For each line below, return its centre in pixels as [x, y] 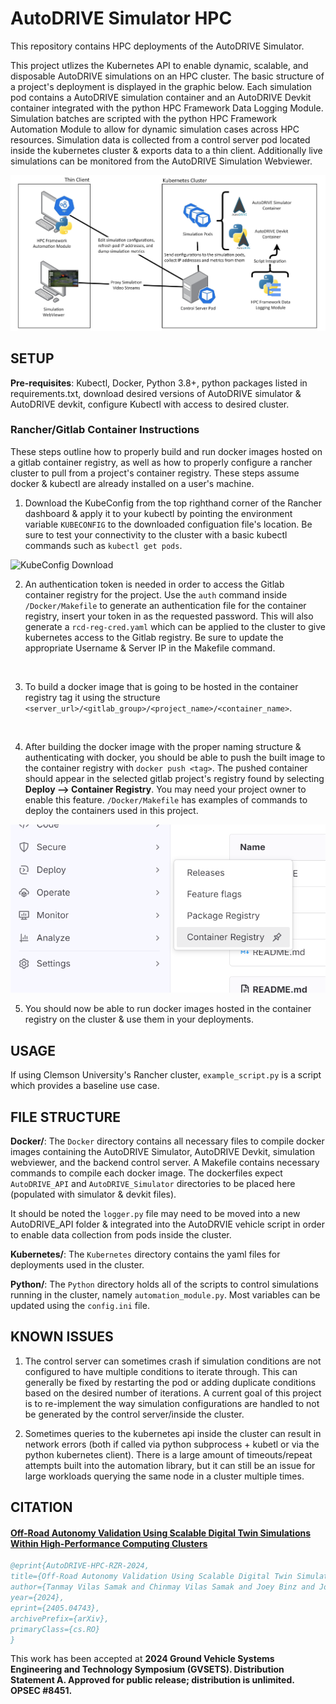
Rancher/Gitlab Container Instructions [105, 430]
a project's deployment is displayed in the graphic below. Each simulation [161, 86]
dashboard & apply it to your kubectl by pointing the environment [158, 513]
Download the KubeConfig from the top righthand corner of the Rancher [173, 503]
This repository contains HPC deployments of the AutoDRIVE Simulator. [157, 46]
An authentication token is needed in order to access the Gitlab [154, 584]
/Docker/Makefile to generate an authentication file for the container [165, 605]
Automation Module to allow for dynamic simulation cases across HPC [155, 129]
